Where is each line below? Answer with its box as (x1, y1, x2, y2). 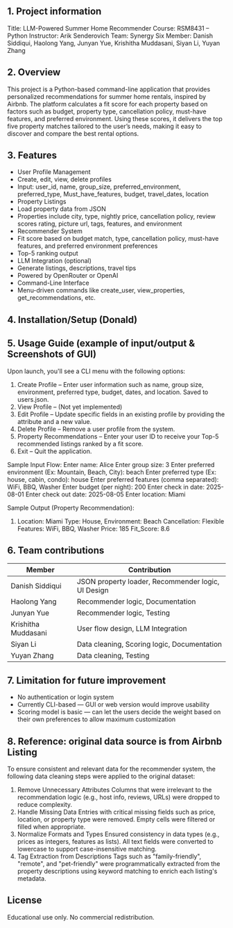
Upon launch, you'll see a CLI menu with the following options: (7, 367, 186, 375)
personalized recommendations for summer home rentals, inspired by (7, 92, 207, 100)
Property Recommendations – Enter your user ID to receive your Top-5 (17, 432, 219, 441)
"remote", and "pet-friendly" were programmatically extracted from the (17, 860, 221, 868)
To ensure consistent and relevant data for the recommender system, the (7, 765, 216, 773)
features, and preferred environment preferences (17, 242, 158, 250)
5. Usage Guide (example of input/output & (7, 338, 196, 349)
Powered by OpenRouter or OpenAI (17, 272, 119, 280)
